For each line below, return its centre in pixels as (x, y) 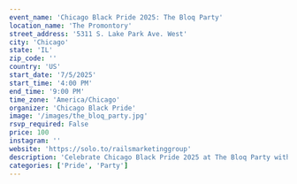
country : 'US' (35, 67)
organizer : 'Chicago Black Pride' (73, 108)
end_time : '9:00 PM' (47, 91)
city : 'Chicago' (39, 42)
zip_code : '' (33, 58)
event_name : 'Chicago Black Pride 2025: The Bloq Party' (116, 17)
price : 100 (29, 133)
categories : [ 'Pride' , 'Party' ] (69, 165)
